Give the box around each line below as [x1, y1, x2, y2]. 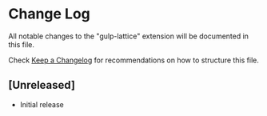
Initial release [19, 99, 64, 109]
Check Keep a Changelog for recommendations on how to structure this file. [8, 55, 260, 65]
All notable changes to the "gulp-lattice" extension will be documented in [8, 31, 249, 41]
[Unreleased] [8, 78, 76, 92]
